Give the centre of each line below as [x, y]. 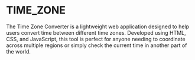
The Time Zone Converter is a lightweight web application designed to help [98, 26]
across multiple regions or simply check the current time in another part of [97, 45]
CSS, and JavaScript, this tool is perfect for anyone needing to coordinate [96, 39]
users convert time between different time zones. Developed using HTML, [96, 32]
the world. [19, 51]
